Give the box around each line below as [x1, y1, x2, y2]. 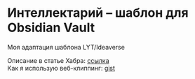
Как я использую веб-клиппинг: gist [7, 64, 116, 72]
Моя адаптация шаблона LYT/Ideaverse [7, 43, 125, 51]
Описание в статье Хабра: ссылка [7, 56, 109, 64]
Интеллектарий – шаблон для [7, 5, 189, 21]
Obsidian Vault [7, 20, 95, 36]
